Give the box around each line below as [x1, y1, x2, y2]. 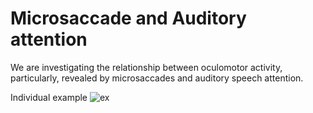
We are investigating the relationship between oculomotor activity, [10, 61, 283, 73]
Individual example [10, 91, 88, 103]
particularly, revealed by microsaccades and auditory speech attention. [10, 72, 304, 84]
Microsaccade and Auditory [10, 7, 247, 30]
